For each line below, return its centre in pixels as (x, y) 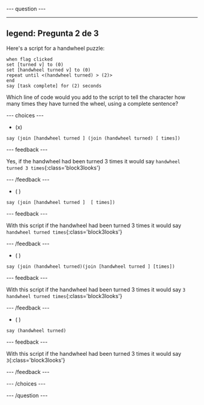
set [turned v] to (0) (35, 64)
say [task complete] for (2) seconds (54, 86)
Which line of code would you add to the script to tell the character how (96, 97)
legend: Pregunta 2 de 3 (53, 34)
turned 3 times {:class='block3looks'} (53, 168)
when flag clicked (29, 59)
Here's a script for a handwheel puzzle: (56, 48)
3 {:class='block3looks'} (36, 360)
